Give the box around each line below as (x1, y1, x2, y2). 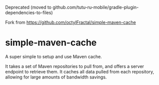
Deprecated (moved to (5, 5, 51, 10)
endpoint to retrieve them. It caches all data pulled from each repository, (5, 68, 154, 74)
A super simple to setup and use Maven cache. (5, 53, 102, 59)
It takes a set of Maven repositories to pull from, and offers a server (5, 63, 144, 69)
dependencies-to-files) (5, 10, 53, 16)
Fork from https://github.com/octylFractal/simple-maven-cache (5, 20, 136, 25)
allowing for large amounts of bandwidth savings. (5, 74, 107, 80)
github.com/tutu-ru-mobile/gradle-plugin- (52, 5, 139, 10)
